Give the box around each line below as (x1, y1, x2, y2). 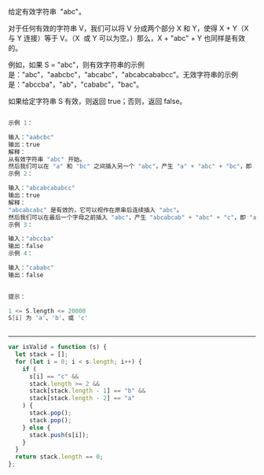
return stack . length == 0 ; (15, 453, 104, 461)
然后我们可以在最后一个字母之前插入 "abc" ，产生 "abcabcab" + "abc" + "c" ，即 (8, 213, 246, 221)
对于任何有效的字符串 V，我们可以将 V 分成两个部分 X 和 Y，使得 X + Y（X (8, 24, 249, 33)
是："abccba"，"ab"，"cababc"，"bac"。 (8, 80, 144, 89)
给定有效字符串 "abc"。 (8, 7, 86, 16)
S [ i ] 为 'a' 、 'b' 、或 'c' (8, 314, 89, 322)
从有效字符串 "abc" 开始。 (8, 155, 86, 163)
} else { (22, 424, 51, 432)
